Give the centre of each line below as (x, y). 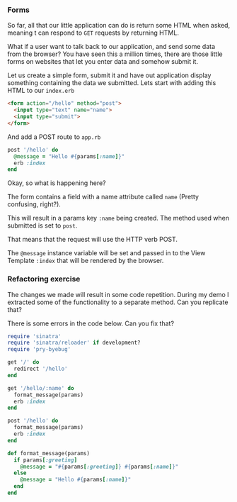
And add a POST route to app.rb (54, 137)
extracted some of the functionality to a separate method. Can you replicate (118, 302)
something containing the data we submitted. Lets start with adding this (112, 83)
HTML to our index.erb (41, 91)
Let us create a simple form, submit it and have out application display (109, 75)
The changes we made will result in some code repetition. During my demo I (118, 294)
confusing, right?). (34, 204)
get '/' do (23, 362)
